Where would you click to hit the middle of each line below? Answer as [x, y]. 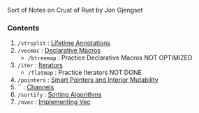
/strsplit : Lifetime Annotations [64, 43]
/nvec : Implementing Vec [54, 102]
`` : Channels [36, 87]
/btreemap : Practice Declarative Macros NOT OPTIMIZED [110, 58]
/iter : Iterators [40, 65]
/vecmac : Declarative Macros [59, 51]
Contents [23, 28]
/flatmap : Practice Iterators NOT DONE [84, 73]
